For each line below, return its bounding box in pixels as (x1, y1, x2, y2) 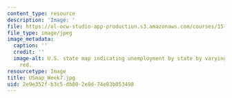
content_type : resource (7, 10, 76, 17)
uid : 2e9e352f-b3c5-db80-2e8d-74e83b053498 (7, 81, 135, 88)
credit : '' (13, 49, 45, 56)
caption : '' (13, 42, 48, 49)
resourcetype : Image (7, 68, 67, 75)
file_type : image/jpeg (7, 29, 72, 37)
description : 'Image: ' (7, 17, 76, 23)
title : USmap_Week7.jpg (7, 74, 76, 81)
